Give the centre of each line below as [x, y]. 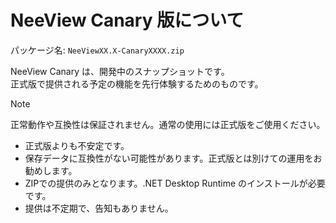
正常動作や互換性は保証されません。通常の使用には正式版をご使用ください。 [168, 124]
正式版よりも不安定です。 [77, 145]
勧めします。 [51, 170]
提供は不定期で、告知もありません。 [99, 208]
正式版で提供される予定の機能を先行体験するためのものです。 [137, 83]
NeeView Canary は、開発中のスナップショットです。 [120, 71]
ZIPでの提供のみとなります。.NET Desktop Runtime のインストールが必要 [175, 183]
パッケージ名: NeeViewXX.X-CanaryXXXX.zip [97, 50]
